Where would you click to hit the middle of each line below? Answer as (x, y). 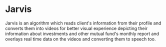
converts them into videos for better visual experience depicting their (76, 28)
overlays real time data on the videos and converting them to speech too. (80, 39)
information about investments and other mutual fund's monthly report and (82, 33)
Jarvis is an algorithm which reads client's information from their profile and (83, 23)
